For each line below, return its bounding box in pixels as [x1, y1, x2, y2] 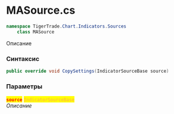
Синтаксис [6, 54, 40, 63]
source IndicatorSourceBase [6, 97, 74, 103]
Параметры [6, 82, 43, 90]
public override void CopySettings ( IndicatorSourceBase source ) [6, 68, 169, 74]
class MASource [17, 29, 55, 35]
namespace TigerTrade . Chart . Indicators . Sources [6, 23, 127, 29]
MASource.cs [6, 4, 76, 17]
